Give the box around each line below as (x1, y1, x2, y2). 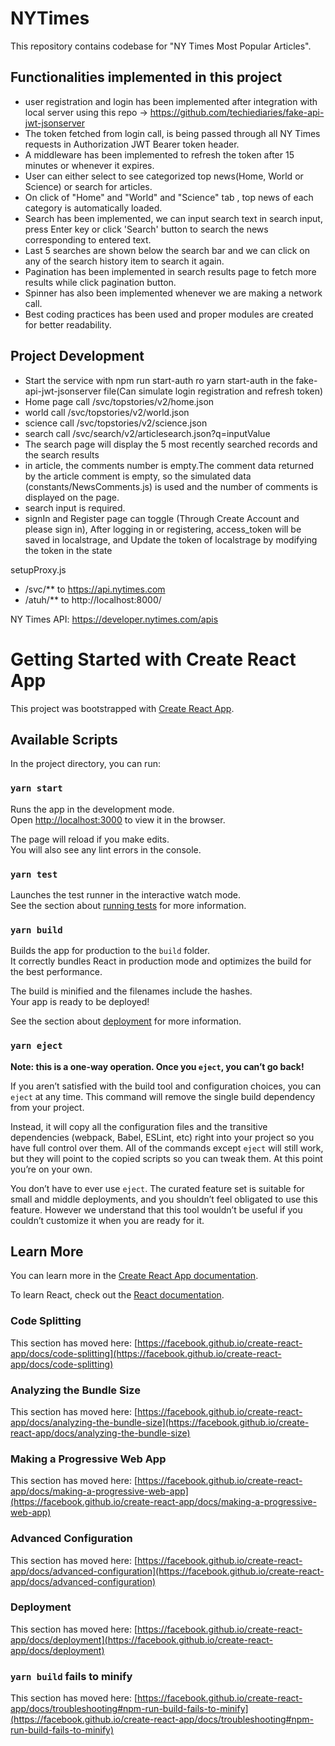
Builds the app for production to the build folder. (10, 945, 211, 957)
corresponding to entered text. (24, 233, 152, 246)
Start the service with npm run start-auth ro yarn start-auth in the (24, 374, 294, 386)
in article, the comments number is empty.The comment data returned (24, 459, 315, 471)
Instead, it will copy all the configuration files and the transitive (10, 1120, 268, 1132)
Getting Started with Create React (10, 648, 297, 671)
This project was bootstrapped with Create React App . (10, 702, 235, 714)
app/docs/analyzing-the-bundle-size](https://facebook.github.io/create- (10, 1416, 310, 1428)
